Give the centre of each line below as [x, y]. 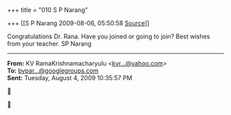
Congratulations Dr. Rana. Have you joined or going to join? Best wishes [109, 36]
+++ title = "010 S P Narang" [47, 10]
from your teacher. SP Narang [49, 43]
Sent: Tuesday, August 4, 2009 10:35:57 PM [70, 78]
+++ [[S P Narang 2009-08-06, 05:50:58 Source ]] [78, 23]
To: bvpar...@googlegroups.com [53, 71]
